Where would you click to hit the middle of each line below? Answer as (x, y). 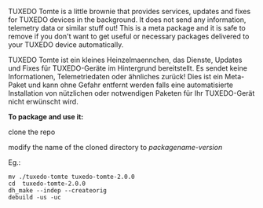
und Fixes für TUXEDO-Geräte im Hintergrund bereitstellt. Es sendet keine (128, 68)
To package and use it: (46, 117)
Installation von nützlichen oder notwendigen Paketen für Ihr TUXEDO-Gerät (131, 93)
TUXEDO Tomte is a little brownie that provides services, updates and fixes (130, 11)
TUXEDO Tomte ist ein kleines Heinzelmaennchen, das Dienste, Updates (125, 60)
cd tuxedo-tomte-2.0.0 (47, 184)
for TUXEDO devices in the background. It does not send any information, (127, 20)
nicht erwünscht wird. (43, 102)
